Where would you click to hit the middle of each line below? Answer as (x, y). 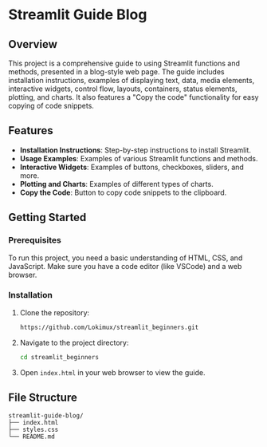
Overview (33, 44)
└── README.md (32, 437)
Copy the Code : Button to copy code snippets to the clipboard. (123, 192)
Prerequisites (35, 240)
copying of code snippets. (51, 106)
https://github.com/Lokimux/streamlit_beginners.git (109, 327)
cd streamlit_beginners (59, 357)
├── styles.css (33, 430)
